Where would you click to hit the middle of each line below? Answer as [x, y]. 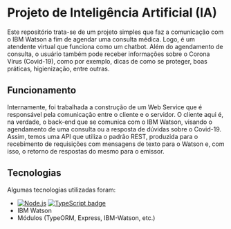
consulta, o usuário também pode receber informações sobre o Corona [109, 54]
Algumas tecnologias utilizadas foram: [62, 190]
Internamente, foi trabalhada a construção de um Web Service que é [105, 107]
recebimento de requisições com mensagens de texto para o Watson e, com [116, 144]
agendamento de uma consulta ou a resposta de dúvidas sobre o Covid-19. [114, 129]
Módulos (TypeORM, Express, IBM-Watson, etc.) [86, 218]
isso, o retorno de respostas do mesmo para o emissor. [86, 151]
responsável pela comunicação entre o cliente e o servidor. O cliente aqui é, [115, 114]
